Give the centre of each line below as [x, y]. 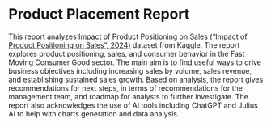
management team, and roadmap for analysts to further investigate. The [129, 96]
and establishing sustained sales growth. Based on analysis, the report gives [136, 79]
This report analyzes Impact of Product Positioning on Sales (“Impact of [128, 36]
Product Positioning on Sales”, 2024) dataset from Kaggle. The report [124, 44]
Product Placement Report [99, 14]
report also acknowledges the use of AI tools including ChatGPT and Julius [133, 105]
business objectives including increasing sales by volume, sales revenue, [130, 70]
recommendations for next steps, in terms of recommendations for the [125, 88]
